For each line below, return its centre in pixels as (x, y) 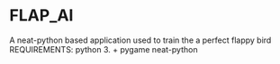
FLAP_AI (41, 16)
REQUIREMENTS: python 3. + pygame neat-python (104, 49)
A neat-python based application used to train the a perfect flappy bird (140, 40)
